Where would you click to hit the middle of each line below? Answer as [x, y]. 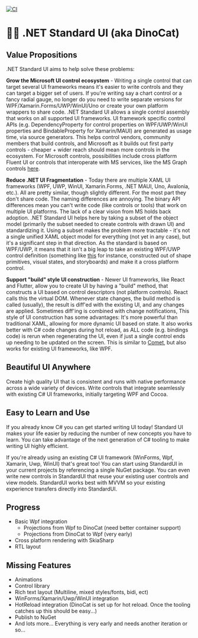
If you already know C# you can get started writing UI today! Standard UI [95, 427]
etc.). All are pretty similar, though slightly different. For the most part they [96, 193]
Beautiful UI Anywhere [48, 367]
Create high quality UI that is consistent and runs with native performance [96, 381]
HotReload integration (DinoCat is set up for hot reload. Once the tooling [103, 605]
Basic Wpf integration [41, 521]
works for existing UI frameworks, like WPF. [59, 349]
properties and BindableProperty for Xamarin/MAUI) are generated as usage [99, 131]
